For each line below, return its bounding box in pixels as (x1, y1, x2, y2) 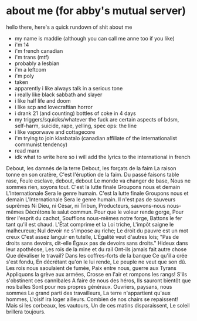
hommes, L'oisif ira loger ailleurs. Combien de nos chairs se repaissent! (6, 295, 178, 303)
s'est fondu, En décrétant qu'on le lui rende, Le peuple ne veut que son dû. (6, 258, 186, 265)
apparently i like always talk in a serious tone (14, 85, 123, 92)
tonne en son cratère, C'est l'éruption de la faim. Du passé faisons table (6, 171, 179, 178)
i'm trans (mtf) (14, 53, 49, 60)
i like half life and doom (14, 97, 71, 104)
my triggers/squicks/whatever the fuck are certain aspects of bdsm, (14, 116, 179, 123)
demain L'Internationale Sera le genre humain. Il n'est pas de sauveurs (6, 195, 176, 203)
